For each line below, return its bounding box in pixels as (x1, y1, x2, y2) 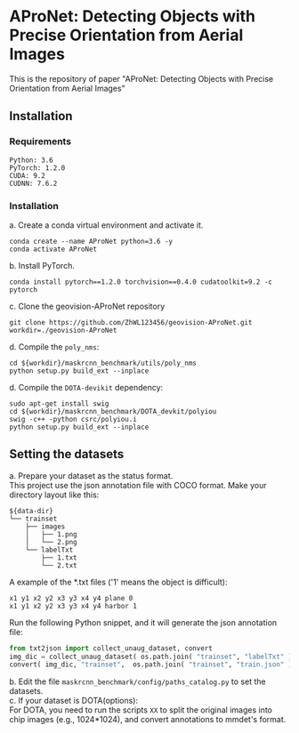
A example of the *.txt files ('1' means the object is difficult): (9, 576, 228, 587)
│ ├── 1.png (25, 529, 77, 539)
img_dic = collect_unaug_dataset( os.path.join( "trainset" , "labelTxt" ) (9, 652, 293, 661)
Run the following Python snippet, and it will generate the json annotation (9, 616, 278, 628)
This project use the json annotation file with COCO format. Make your (9, 479, 267, 490)
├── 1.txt (41, 553, 77, 562)
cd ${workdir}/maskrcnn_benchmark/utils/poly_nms (9, 358, 198, 367)
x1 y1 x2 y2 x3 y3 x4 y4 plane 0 (9, 593, 133, 602)
